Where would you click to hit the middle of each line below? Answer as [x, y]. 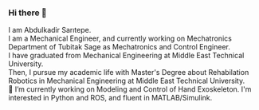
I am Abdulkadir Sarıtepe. [50, 30]
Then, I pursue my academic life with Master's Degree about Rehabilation [129, 73]
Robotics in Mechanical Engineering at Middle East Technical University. [127, 81]
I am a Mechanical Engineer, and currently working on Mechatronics [120, 38]
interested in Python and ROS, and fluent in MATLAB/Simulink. [110, 98]
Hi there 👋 [28, 13]
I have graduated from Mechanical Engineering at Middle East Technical [126, 56]
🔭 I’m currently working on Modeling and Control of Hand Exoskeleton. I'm [130, 89]
